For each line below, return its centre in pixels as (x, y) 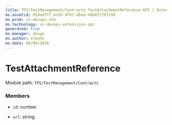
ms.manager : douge (25, 34)
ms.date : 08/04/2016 (27, 43)
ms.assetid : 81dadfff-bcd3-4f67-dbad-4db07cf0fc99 (60, 15)
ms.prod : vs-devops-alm (31, 19)
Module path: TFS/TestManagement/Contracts (52, 83)
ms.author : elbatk (25, 39)
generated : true (23, 29)
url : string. (24, 117)
